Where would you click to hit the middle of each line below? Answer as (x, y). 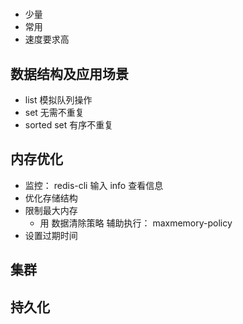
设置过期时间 (51, 235)
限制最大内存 (51, 210)
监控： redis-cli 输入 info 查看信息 (94, 185)
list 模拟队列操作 (58, 100)
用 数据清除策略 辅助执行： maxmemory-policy (136, 223)
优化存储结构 (51, 198)
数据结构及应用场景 (69, 73)
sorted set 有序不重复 (69, 125)
